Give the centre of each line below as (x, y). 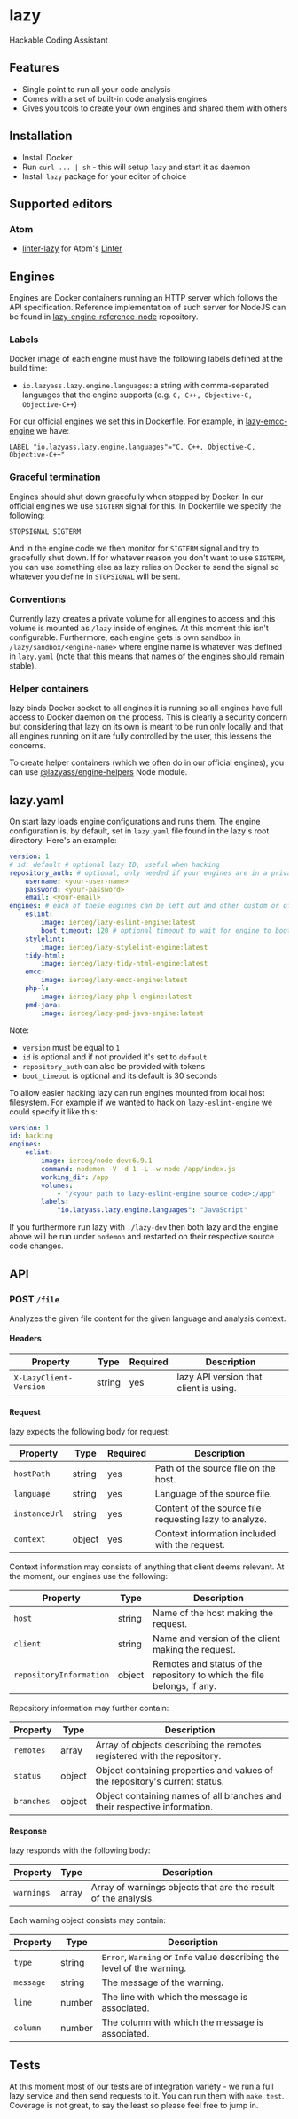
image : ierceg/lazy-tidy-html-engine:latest (125, 964)
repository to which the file (208, 1675)
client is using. (207, 1388)
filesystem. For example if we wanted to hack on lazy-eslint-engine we (141, 1102)
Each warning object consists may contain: (87, 1920)
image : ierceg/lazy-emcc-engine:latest (115, 981)
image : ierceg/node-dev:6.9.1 (97, 1161)
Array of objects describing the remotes (178, 1745)
